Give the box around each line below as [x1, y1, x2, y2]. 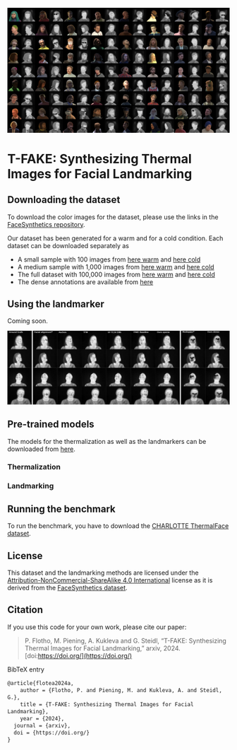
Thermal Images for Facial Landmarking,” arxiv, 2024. [24, 644, 181, 652]
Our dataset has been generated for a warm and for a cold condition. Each [7, 234, 224, 242]
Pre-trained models [7, 418, 95, 430]
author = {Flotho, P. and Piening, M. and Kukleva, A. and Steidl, [20, 686, 222, 693]
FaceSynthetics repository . [7, 220, 85, 228]
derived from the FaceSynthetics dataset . [7, 583, 128, 592]
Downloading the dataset [7, 194, 121, 206]
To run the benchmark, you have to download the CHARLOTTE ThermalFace [7, 522, 229, 530]
